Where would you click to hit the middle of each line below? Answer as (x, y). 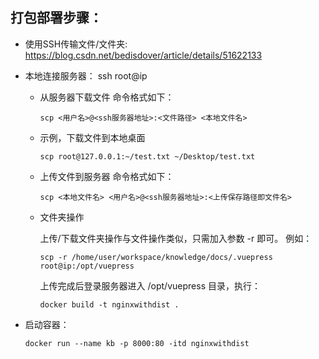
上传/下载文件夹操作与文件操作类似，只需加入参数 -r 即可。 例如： (176, 238)
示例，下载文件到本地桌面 (92, 137)
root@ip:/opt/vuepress (87, 266)
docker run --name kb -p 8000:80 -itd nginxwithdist (137, 343)
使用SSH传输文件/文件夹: (76, 44)
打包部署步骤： (56, 18)
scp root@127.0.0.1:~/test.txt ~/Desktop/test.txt (147, 156)
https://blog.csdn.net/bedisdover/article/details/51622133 (143, 55)
